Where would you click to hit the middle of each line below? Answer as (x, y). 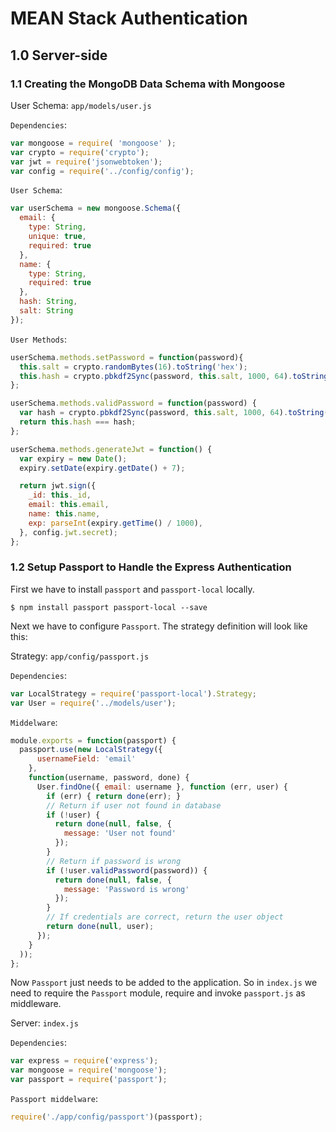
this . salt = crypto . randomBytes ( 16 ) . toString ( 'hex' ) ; (133, 367)
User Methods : (38, 339)
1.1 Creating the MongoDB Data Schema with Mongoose (148, 84)
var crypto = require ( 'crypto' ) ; (80, 152)
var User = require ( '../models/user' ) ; (93, 703)
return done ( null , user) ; (100, 927)
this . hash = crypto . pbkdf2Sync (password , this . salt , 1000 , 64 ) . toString (174, 376)
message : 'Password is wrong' (126, 889)
